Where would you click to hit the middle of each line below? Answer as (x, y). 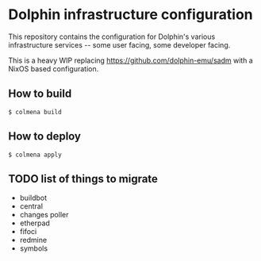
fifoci (28, 232)
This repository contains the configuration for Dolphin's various (112, 36)
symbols (34, 248)
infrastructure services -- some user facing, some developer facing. (119, 44)
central (31, 206)
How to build (40, 94)
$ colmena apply (35, 155)
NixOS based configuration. (54, 68)
